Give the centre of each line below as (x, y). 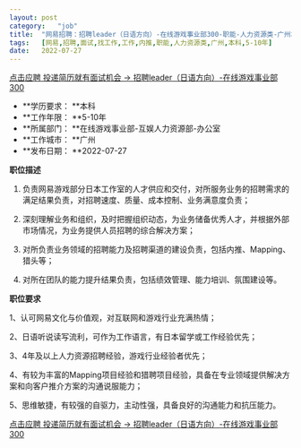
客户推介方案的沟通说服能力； (88, 386)
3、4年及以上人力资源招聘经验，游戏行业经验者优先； (108, 356)
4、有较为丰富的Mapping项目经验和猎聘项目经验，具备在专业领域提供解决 (146, 375)
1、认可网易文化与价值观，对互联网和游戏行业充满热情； (113, 318)
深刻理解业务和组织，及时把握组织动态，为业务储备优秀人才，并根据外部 (155, 220)
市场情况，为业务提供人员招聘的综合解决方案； (108, 230)
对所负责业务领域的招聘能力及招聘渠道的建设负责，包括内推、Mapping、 (156, 250)
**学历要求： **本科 (59, 106)
